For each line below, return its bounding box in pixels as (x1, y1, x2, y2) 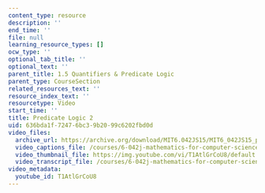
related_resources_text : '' (8, 84, 101, 93)
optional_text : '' (8, 63, 69, 71)
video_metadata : (8, 165, 62, 173)
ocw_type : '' (8, 48, 51, 56)
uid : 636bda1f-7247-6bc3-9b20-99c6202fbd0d (8, 121, 154, 129)
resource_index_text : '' (8, 92, 90, 100)
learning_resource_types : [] (8, 41, 104, 49)
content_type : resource (8, 11, 87, 20)
